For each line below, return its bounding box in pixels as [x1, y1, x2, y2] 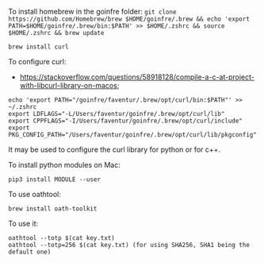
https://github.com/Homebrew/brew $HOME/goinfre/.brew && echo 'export [8, 15, 250, 23]
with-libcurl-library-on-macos [19, 81, 117, 90]
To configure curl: [8, 57, 67, 66]
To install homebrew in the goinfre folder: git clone [8, 7, 177, 16]
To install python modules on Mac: [8, 161, 121, 169]
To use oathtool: [8, 190, 61, 199]
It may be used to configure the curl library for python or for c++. [8, 145, 220, 154]
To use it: [8, 219, 39, 228]
